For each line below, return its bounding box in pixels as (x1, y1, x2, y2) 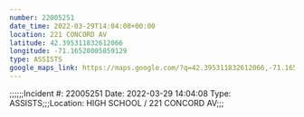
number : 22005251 (9, 13, 75, 22)
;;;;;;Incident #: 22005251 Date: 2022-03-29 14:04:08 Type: (9, 87, 232, 99)
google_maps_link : (9, 64, 79, 73)
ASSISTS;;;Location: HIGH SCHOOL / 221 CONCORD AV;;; (9, 97, 224, 108)
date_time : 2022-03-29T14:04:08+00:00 (9, 22, 156, 31)
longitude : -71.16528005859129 (9, 47, 128, 56)
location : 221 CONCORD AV (9, 30, 107, 39)
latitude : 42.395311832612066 (9, 38, 124, 48)
